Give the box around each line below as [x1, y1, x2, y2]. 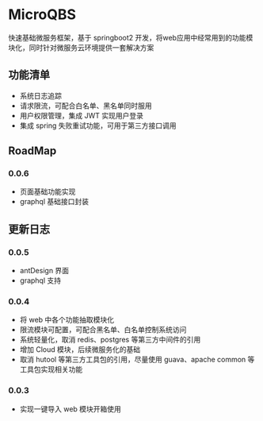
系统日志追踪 [19, 91, 62, 100]
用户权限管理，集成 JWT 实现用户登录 [19, 110, 144, 120]
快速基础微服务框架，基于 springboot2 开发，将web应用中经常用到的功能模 [8, 33, 253, 42]
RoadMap [8, 145, 57, 158]
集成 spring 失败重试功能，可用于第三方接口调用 [19, 121, 177, 130]
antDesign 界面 [19, 266, 70, 276]
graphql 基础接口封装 [19, 197, 90, 207]
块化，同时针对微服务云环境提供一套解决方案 [8, 42, 154, 52]
